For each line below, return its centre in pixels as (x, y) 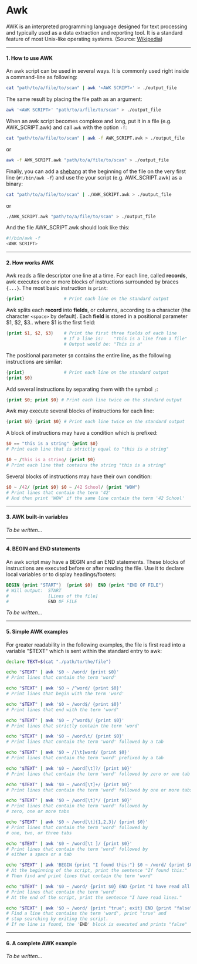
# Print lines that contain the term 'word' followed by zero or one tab (98, 774)
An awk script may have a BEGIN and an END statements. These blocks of (96, 562)
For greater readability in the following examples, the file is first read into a (96, 645)
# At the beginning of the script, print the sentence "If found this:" (97, 871)
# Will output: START (34, 590)
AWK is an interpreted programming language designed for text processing (97, 26)
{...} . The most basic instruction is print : (57, 288)
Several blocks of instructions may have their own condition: (79, 476)
